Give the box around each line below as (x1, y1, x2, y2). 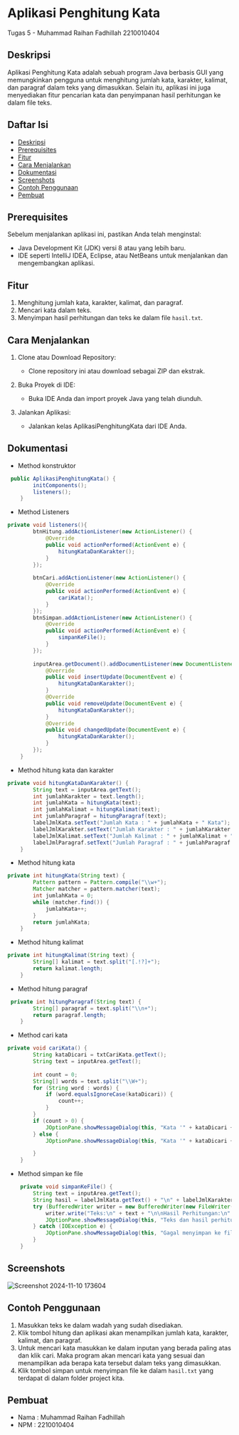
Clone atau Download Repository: (17, 353, 116, 361)
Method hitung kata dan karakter (17, 766, 114, 774)
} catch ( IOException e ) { (33, 1223, 113, 1230)
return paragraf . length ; (33, 1011, 107, 1018)
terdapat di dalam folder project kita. (17, 1374, 124, 1382)
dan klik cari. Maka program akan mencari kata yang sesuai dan (17, 1351, 205, 1360)
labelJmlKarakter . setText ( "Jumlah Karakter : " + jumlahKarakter (33, 826, 231, 833)
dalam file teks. (7, 98, 52, 107)
